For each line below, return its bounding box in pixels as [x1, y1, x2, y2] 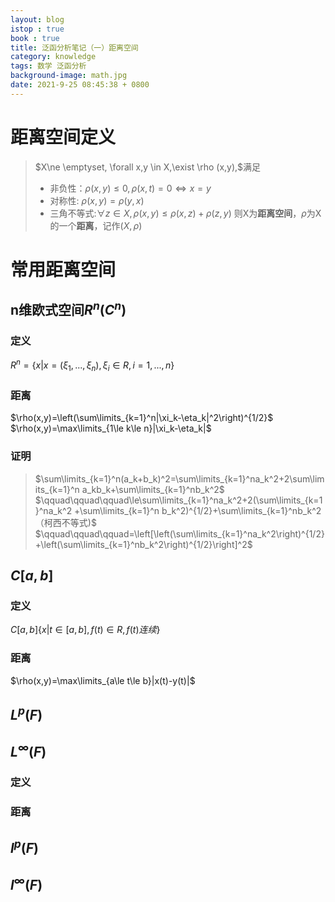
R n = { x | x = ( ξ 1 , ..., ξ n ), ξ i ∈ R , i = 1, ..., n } [10, 357, 175, 374]
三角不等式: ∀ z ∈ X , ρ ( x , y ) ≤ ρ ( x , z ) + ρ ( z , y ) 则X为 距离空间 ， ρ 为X [49, 207, 322, 219]
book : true [10, 33, 60, 43]
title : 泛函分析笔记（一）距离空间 [10, 42, 139, 53]
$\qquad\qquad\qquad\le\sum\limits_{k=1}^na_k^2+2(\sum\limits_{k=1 [34, 494, 323, 506]
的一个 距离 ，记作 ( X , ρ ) [49, 219, 143, 231]
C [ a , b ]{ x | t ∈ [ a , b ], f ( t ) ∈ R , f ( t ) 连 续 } [10, 624, 161, 636]
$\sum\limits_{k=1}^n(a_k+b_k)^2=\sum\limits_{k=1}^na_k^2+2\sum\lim [34, 472, 325, 485]
